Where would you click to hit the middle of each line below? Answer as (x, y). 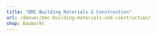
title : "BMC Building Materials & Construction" (69, 12)
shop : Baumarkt (26, 23)
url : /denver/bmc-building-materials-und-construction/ (78, 18)
